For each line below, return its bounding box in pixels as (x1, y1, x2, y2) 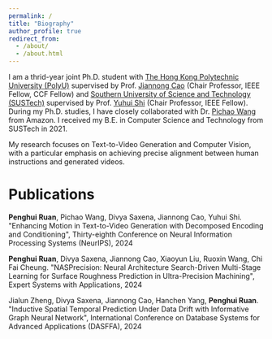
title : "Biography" (8, 20, 75, 28)
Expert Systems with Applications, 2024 (8, 280, 143, 289)
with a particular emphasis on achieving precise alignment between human (8, 148, 260, 158)
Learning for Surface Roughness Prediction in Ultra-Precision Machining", (8, 271, 256, 280)
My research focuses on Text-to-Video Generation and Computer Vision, (8, 140, 252, 149)
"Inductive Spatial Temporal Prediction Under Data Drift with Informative (8, 304, 249, 314)
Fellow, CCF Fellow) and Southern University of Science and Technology (8, 89, 252, 98)
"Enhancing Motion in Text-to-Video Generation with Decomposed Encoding (8, 220, 264, 230)
